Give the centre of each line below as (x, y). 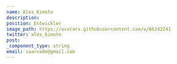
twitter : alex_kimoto (34, 35)
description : (23, 18)
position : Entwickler (34, 23)
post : (13, 40)
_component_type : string (38, 46)
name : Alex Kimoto (30, 12)
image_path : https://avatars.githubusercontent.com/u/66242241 (89, 29)
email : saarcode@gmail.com (41, 52)
